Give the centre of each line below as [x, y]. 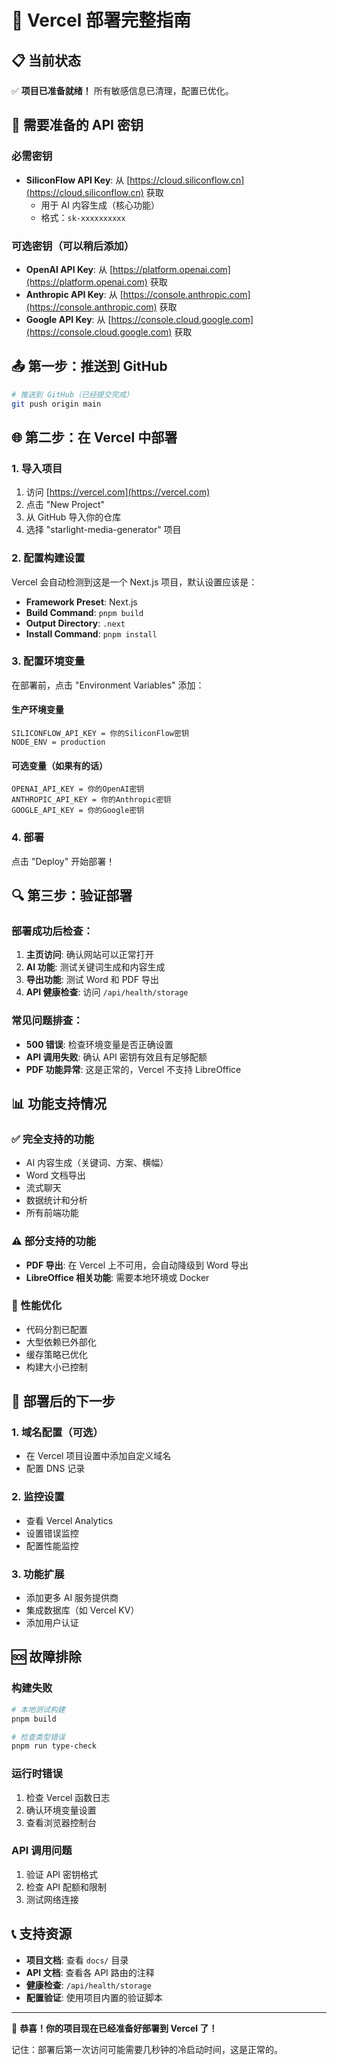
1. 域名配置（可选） [57, 1433]
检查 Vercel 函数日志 [68, 1797]
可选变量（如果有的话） [59, 765]
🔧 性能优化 [37, 1306]
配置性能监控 [52, 1545]
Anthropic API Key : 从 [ [74, 294]
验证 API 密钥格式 [62, 1874]
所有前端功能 [52, 1213]
